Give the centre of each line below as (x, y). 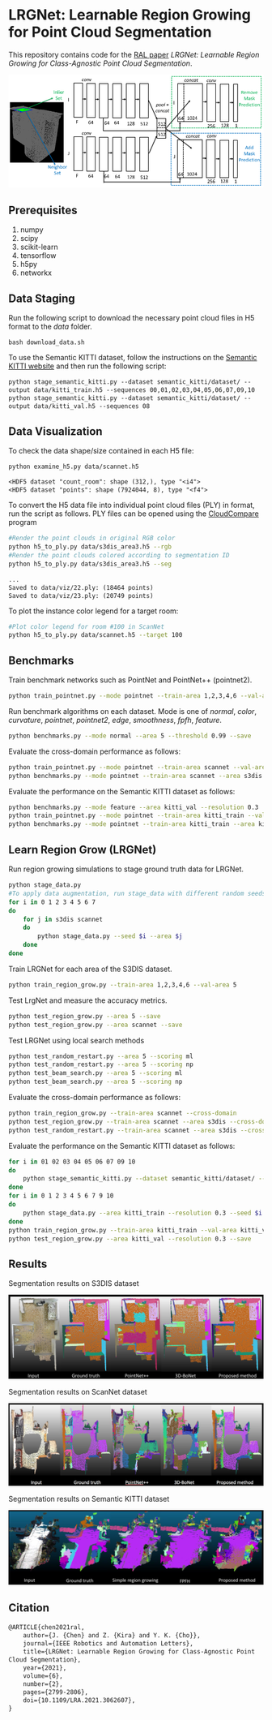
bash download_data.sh (47, 342)
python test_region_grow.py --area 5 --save (85, 1016)
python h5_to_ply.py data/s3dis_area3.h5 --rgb (90, 546)
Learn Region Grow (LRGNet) (83, 849)
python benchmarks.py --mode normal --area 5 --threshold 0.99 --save (130, 736)
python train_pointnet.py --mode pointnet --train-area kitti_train (126, 816)
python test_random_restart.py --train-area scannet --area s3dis (123, 1130)
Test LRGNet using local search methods (76, 1040)
